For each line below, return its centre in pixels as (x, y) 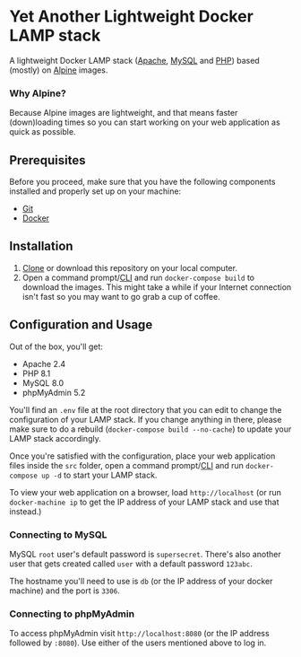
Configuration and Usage (81, 325)
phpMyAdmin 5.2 (54, 392)
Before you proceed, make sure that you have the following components (142, 182)
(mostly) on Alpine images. (59, 70)
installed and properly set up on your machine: (95, 191)
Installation (41, 246)
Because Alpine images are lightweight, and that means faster (124, 113)
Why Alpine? (38, 93)
